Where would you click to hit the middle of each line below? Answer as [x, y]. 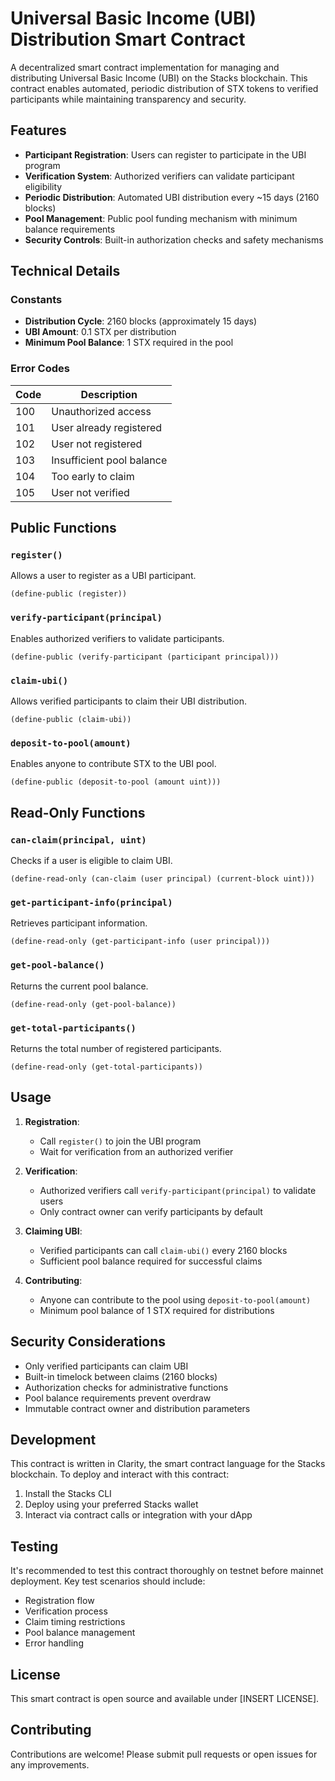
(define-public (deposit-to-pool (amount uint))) [116, 782]
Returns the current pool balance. [79, 986]
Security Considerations [88, 1342]
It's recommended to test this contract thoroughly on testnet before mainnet [167, 1571]
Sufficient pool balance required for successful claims [151, 1261]
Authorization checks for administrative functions [126, 1387]
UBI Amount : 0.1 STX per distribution [100, 332]
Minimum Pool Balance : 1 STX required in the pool [129, 343]
